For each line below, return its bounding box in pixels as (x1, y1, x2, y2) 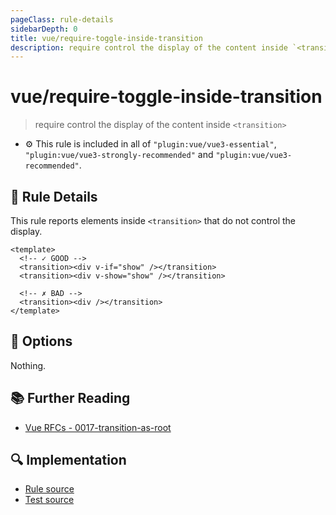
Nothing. (10, 359, 47, 371)
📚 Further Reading (10, 390, 131, 407)
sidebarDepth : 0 (10, 24, 78, 34)
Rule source (24, 483, 75, 495)
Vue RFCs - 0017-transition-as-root (24, 421, 172, 433)
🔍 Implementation (10, 452, 127, 469)
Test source (24, 494, 75, 506)
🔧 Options (10, 333, 73, 350)
